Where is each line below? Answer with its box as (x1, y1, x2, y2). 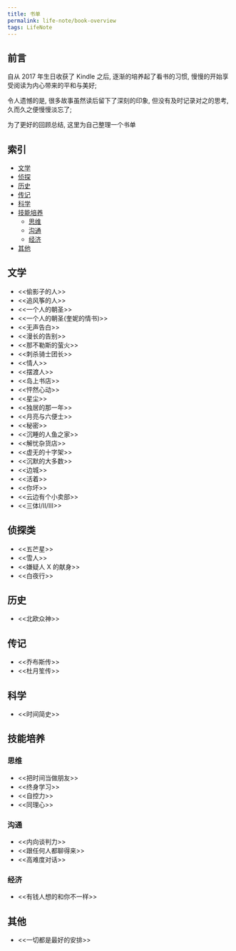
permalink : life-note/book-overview (7, 17, 116, 24)
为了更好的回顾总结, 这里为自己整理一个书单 (7, 121, 136, 129)
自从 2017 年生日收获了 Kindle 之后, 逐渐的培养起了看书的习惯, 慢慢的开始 (7, 72, 223, 81)
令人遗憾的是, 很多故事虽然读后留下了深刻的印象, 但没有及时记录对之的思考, (7, 96, 229, 105)
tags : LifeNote (7, 24, 53, 31)
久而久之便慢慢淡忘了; (7, 105, 73, 114)
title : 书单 (7, 10, 41, 18)
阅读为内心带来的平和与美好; (13, 81, 98, 90)
